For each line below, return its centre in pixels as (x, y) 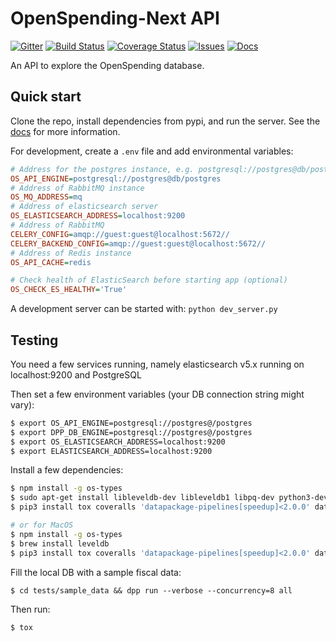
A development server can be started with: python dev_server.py (144, 309)
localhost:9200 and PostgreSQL (76, 374)
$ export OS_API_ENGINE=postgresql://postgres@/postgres (131, 423)
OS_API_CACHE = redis (51, 262)
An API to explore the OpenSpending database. (107, 65)
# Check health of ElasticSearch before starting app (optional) (149, 280)
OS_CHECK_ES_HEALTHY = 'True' (69, 290)
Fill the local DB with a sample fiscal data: (96, 572)
